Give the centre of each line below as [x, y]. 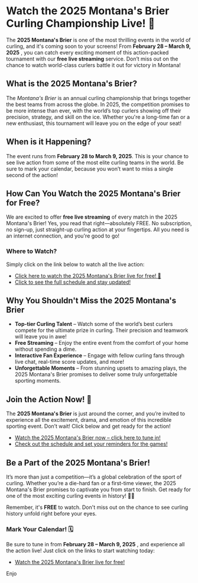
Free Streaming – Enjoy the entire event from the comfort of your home [101, 343]
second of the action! [32, 175]
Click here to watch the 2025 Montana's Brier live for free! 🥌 [88, 276]
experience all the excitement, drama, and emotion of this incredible [89, 420]
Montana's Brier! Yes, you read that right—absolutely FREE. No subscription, [99, 223]
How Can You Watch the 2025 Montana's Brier [93, 193]
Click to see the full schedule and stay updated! [73, 282]
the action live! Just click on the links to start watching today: [80, 551]
